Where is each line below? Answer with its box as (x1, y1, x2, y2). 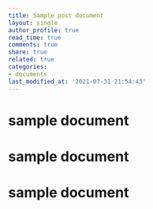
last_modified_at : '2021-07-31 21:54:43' (8, 77, 147, 85)
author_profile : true (8, 26, 80, 34)
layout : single (8, 19, 58, 27)
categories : (8, 63, 47, 71)
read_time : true (8, 33, 62, 42)
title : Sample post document (8, 11, 104, 20)
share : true (8, 48, 47, 56)
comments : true (8, 41, 58, 49)
